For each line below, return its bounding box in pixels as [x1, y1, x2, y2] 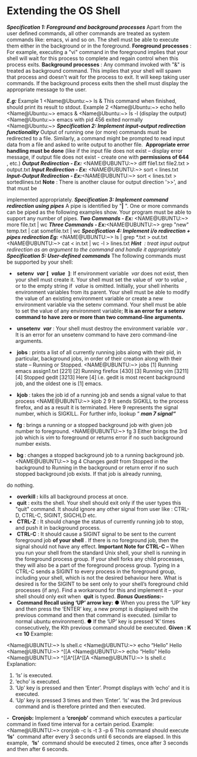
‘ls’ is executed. [15, 671, 53, 679]
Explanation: [6, 660, 37, 667]
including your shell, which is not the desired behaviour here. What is [15, 574, 182, 581]
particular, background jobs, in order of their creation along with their [15, 355, 182, 362]
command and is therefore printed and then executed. [15, 703, 146, 710]
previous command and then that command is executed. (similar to [15, 611, 177, 618]
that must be [6, 184, 38, 191]
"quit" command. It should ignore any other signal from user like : [15, 505, 173, 512]
